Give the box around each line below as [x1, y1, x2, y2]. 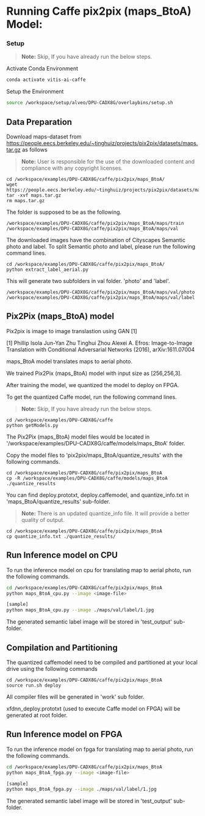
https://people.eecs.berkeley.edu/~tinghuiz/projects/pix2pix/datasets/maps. [6, 140, 198, 147]
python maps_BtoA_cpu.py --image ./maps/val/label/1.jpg [6, 607, 154, 613]
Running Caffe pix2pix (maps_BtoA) [6, 4, 192, 18]
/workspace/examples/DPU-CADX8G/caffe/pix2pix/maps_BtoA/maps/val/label [6, 295, 195, 301]
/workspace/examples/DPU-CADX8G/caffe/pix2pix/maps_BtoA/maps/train [6, 221, 184, 227]
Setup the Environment [6, 88, 64, 96]
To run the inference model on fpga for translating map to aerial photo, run [6, 746, 193, 753]
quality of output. [21, 516, 65, 523]
